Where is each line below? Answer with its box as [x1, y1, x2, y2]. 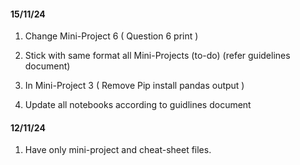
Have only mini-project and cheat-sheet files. [24, 144, 212, 156]
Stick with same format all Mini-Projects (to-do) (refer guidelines [24, 50, 291, 62]
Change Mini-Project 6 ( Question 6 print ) [24, 30, 199, 42]
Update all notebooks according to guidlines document [24, 99, 252, 111]
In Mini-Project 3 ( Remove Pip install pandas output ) [24, 80, 245, 92]
